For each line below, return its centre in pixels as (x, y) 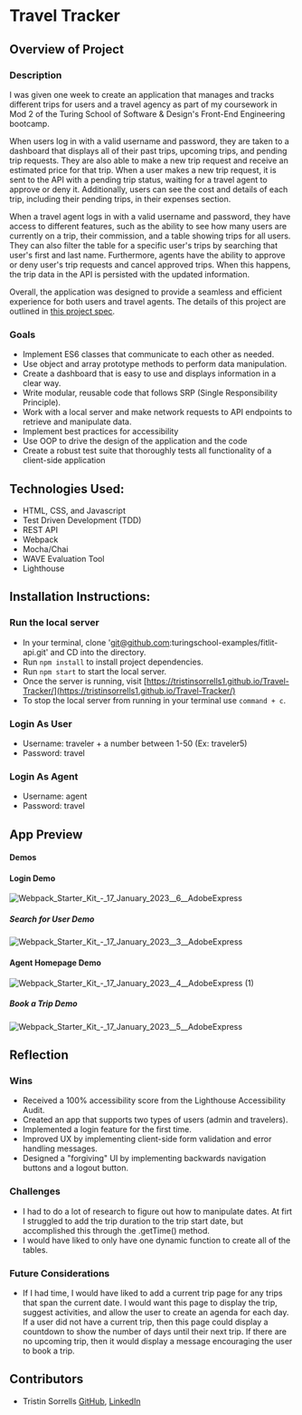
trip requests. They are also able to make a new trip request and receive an (149, 160)
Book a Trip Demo (44, 1003)
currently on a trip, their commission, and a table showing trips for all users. (150, 236)
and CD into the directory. (98, 652)
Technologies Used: (67, 489)
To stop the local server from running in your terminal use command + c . (154, 700)
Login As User (41, 723)
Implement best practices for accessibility (100, 431)
